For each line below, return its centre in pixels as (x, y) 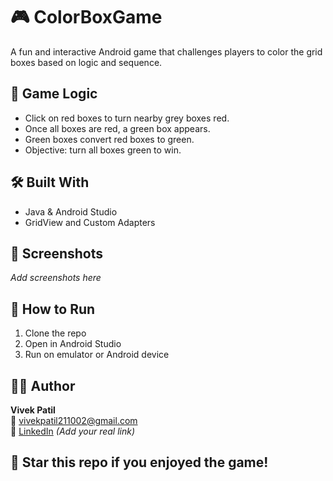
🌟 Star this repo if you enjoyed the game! (139, 462)
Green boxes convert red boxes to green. (109, 139)
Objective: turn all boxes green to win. (103, 150)
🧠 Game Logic (54, 94)
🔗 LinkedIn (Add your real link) (73, 431)
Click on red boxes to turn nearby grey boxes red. (127, 118)
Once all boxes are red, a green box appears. (117, 128)
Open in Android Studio (73, 344)
